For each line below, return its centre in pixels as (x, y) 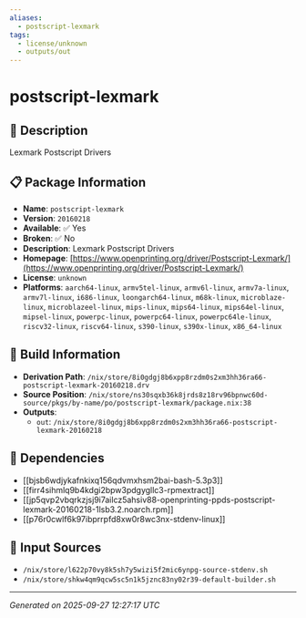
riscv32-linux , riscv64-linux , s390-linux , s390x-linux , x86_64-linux (152, 325)
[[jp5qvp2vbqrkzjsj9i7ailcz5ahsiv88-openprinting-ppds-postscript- (149, 500)
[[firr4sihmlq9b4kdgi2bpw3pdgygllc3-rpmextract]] (118, 489)
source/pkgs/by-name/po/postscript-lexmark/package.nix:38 (137, 403)
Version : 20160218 (56, 218)
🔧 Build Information (65, 355)
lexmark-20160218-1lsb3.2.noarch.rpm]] (98, 509)
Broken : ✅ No (49, 238)
